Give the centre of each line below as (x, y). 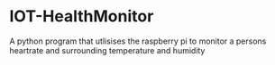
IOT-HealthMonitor (82, 16)
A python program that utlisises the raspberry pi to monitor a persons (138, 41)
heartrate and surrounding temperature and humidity (107, 50)
